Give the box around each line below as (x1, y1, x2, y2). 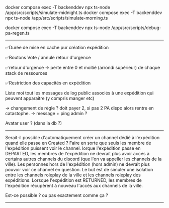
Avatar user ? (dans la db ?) (5, 120, 62, 126)
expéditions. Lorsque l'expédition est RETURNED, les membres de (5, 177, 142, 183)
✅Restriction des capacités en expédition (5, 80, 91, 86)
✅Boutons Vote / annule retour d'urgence (5, 55, 91, 60)
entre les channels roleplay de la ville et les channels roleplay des (5, 172, 141, 178)
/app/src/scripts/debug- (111, 25, 162, 31)
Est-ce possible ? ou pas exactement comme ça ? (5, 192, 108, 198)
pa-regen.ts (5, 30, 30, 36)
